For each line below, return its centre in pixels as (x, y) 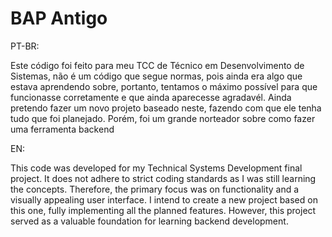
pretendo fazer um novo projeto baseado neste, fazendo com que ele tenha (166, 108)
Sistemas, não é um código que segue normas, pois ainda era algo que (156, 76)
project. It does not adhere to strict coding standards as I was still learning (163, 178)
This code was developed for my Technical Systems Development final (156, 168)
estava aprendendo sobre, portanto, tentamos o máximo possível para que (164, 86)
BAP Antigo (59, 18)
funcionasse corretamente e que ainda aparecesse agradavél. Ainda (151, 97)
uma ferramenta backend (62, 129)
